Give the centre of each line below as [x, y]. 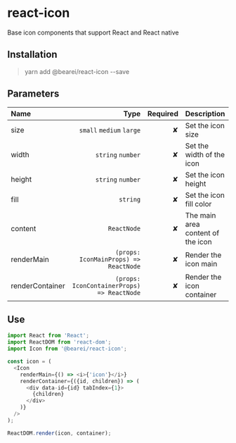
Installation [32, 55]
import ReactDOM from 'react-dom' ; [59, 342]
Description [205, 113]
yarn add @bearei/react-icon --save [77, 71]
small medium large [110, 130]
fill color [198, 204]
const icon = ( [29, 361]
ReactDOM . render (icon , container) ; [59, 433]
